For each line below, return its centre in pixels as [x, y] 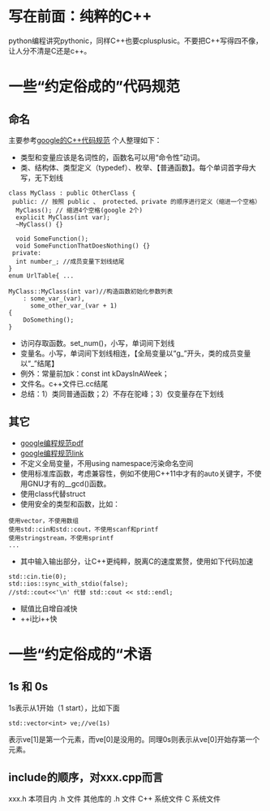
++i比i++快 [39, 619]
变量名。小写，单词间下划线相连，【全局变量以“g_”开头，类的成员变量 [135, 353]
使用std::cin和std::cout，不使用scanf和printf [84, 529]
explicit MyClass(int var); [63, 217]
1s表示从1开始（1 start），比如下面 [64, 708]
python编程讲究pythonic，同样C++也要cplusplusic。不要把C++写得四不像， [136, 41]
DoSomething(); [49, 320]
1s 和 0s [28, 687]
